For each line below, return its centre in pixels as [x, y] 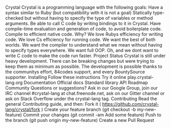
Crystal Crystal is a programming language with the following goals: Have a [84, 7]
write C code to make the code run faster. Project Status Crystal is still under [85, 56]
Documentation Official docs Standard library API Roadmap [86, 82]
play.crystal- [140, 77]
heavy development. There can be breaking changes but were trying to [80, 61]
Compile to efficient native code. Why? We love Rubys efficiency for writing [84, 34]
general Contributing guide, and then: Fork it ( [53, 104]
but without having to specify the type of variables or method [89, 18]
